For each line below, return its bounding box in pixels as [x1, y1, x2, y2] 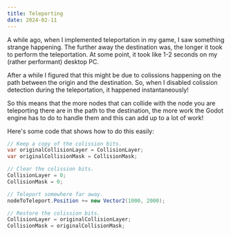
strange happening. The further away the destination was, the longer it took [7, 43, 223, 51]
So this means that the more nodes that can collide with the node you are [7, 99, 216, 107]
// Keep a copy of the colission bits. [7, 140, 122, 147]
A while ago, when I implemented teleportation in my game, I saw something [7, 35, 225, 43]
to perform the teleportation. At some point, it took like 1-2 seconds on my [7, 50, 218, 59]
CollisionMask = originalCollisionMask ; [7, 222, 126, 230]
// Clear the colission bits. [7, 166, 95, 173]
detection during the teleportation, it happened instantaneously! [7, 86, 189, 94]
